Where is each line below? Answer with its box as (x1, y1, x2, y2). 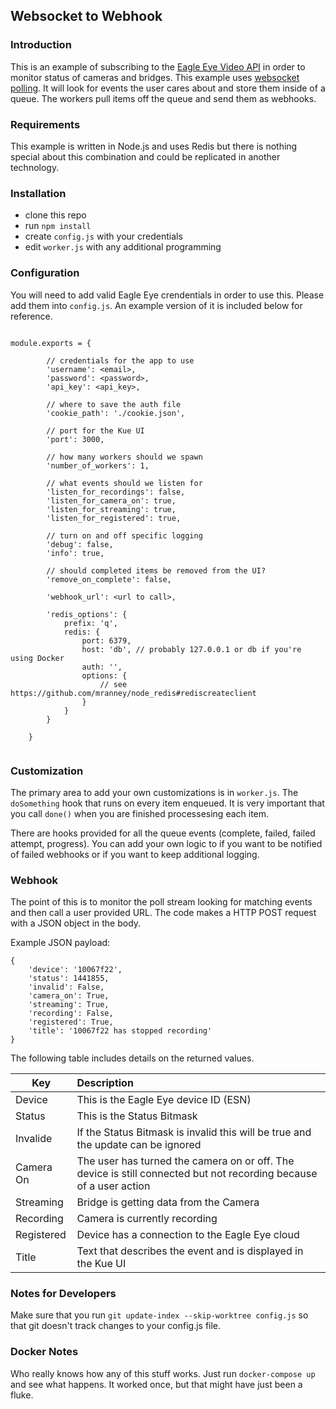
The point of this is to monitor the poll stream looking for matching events (10, 896, 313, 908)
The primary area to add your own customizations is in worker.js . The (10, 786, 299, 798)
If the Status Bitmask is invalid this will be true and (76, 1125, 312, 1139)
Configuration (10, 266, 80, 280)
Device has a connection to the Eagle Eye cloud (76, 1228, 300, 1242)
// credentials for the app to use (46, 355, 195, 366)
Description (76, 1076, 134, 1090)
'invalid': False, (28, 982, 105, 993)
